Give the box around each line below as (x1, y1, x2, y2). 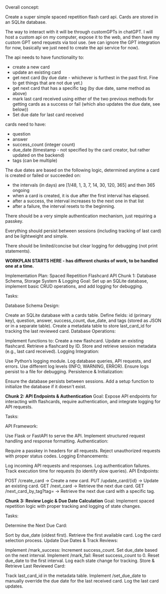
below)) (12, 107, 28, 112)
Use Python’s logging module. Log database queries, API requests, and (5, 358, 151, 364)
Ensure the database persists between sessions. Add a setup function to (5, 378, 155, 384)
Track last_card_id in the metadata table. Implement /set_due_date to (5, 573, 147, 579)
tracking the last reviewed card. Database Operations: (5, 328, 116, 334)
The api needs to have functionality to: (5, 54, 84, 60)
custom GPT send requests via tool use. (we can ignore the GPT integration (5, 39, 161, 45)
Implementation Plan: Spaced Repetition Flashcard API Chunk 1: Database (5, 273, 157, 279)
